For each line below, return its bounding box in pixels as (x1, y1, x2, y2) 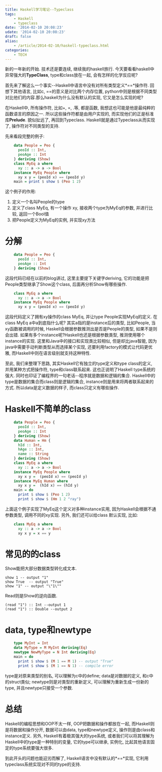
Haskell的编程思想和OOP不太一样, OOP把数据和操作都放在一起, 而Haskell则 (5, 721, 155, 726)
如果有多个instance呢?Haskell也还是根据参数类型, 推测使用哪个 (20, 332, 146, 338)
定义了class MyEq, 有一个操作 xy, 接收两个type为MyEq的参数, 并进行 (12, 205, 149, 211)
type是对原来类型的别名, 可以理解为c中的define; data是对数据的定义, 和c (5, 673, 149, 678)
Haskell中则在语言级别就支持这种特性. (15, 350, 91, 356)
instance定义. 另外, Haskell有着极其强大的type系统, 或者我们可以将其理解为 (5, 733, 155, 739)
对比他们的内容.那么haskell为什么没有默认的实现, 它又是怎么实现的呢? (5, 95, 144, 100)
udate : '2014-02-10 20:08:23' (5, 30, 66, 34)
